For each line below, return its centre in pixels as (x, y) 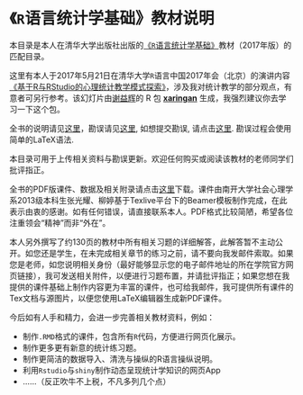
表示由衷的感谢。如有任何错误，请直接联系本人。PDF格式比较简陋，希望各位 (151, 211)
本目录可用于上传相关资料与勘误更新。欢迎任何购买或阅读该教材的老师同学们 (151, 158)
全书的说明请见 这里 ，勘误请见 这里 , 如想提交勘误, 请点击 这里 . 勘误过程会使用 (150, 128)
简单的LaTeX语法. (42, 139)
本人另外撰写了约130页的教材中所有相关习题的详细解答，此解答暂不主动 (142, 242)
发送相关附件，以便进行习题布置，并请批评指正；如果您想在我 (175, 275)
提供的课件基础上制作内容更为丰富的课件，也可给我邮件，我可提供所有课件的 (151, 287)
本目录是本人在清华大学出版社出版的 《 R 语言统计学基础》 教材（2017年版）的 (151, 45)
